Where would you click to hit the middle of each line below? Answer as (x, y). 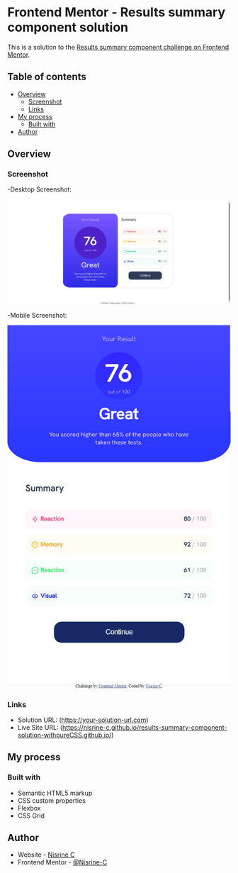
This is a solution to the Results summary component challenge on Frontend (118, 47)
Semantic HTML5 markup (55, 793)
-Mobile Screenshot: (37, 316)
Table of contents (47, 77)
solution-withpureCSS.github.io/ (64, 735)
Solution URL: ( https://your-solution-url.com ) (83, 720)
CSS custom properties (52, 800)
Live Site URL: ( (40, 727)
